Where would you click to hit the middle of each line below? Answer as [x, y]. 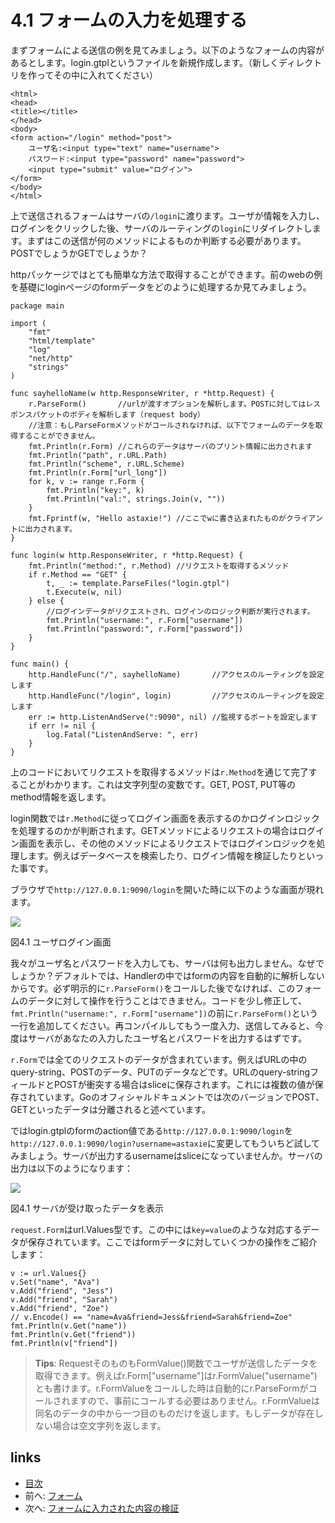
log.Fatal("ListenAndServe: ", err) [122, 734]
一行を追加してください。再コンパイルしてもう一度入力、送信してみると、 [162, 1025]
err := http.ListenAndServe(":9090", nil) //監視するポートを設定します [173, 717]
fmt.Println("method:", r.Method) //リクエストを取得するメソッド [159, 566]
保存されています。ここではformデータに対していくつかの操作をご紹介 [172, 1242]
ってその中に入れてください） [97, 75]
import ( [28, 323]
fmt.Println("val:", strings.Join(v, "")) [136, 499]
